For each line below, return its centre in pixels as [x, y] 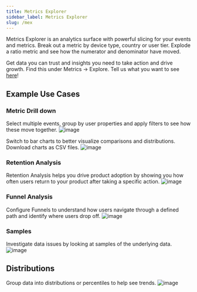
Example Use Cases [43, 94]
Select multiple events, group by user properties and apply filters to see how [98, 123]
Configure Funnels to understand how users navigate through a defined [92, 210]
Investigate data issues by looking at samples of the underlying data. [89, 244]
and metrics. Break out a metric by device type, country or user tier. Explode [98, 45]
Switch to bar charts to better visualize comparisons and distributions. [91, 141]
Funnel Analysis [29, 197]
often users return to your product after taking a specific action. [83, 182]
